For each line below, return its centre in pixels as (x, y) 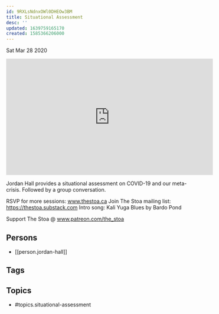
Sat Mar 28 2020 (27, 50)
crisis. (13, 190)
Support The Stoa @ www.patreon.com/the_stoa (65, 219)
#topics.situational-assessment (53, 305)
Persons (22, 237)
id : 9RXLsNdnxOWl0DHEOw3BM (39, 12)
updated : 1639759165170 (35, 28)
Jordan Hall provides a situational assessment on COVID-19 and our (89, 183)
